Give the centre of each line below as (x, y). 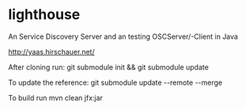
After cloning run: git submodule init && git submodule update (109, 67)
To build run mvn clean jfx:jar (55, 97)
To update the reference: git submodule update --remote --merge (115, 82)
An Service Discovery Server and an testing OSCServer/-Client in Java (123, 36)
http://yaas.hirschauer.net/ (51, 51)
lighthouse (44, 15)
